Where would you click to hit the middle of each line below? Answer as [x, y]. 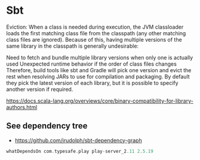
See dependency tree [47, 126]
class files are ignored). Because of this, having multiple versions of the [94, 39]
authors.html [22, 107]
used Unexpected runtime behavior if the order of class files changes [92, 64]
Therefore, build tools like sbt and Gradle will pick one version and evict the [99, 70]
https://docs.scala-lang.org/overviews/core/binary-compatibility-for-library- [100, 101]
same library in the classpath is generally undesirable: [73, 46]
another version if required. [40, 89]
